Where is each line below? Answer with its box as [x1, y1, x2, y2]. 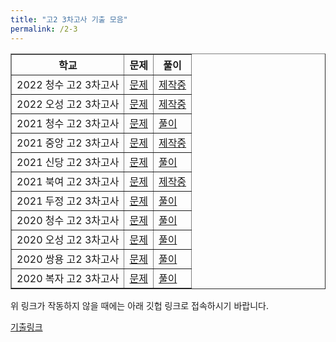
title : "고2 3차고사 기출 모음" [10, 14, 128, 25]
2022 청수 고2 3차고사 [16, 77, 120, 91]
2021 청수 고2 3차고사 [16, 116, 120, 130]
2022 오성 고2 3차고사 [16, 97, 120, 111]
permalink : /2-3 [10, 24, 78, 34]
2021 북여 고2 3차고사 [16, 174, 120, 188]
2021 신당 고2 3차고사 [16, 155, 120, 169]
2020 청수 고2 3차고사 [16, 213, 120, 227]
